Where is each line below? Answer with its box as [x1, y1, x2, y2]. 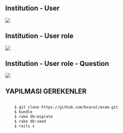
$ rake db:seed [14, 118, 46, 124]
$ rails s [14, 123, 35, 128]
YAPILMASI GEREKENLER [5, 87, 87, 95]
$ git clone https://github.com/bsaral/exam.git [14, 105, 118, 110]
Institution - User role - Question [5, 59, 109, 68]
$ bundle [14, 109, 33, 115]
